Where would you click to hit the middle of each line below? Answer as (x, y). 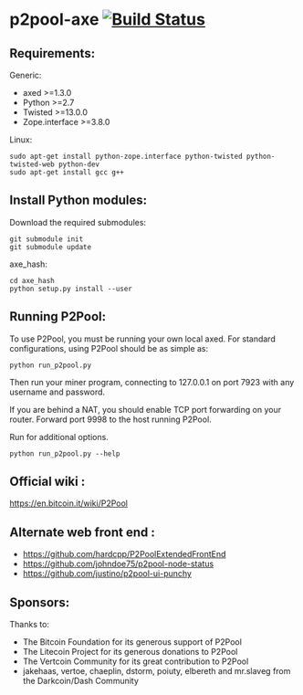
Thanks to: (30, 625)
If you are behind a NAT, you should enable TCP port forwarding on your (145, 409)
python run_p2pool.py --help (65, 453)
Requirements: (52, 53)
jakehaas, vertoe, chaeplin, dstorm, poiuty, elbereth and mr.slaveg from (157, 671)
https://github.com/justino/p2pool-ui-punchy (107, 574)
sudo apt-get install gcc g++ (67, 173)
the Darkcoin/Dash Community (81, 681)
